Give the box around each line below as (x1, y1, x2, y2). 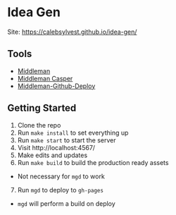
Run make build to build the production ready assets (17, 158, 169, 166)
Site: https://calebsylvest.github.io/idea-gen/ (7, 27, 137, 36)
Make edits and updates (17, 151, 88, 159)
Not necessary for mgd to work (17, 172, 106, 180)
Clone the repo (17, 121, 61, 129)
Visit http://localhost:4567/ (17, 143, 96, 152)
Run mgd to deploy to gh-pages (17, 185, 104, 194)
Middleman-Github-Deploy (17, 82, 96, 90)
